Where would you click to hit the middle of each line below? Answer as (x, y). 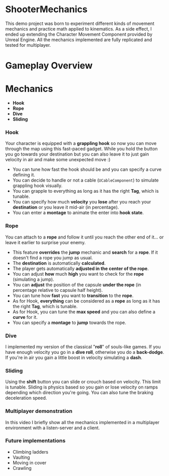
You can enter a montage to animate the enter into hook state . (78, 213)
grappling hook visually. (37, 186)
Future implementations (36, 441)
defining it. (24, 175)
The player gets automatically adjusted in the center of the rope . (80, 269)
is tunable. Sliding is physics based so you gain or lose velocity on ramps (82, 387)
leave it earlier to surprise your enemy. (45, 242)
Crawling (22, 468)
